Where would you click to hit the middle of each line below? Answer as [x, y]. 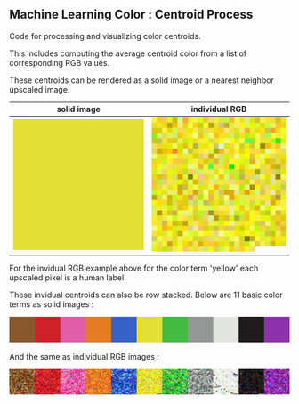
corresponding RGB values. [59, 62]
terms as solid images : [52, 304]
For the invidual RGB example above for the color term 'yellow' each [134, 268]
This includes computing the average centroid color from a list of [128, 53]
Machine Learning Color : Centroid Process [131, 15]
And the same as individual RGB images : [85, 357]
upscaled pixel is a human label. [68, 278]
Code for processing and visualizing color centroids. [105, 36]
